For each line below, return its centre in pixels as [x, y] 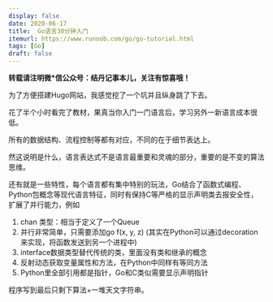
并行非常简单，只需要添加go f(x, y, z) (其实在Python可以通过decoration [139, 232]
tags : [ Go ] [27, 46]
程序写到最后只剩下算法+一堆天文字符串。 [78, 290]
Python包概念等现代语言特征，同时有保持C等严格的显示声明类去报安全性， [133, 194]
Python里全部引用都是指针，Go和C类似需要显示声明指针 [114, 272]
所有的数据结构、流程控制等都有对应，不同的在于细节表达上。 [112, 140]
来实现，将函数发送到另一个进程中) [78, 242]
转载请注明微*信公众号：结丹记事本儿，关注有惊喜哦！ [100, 78]
